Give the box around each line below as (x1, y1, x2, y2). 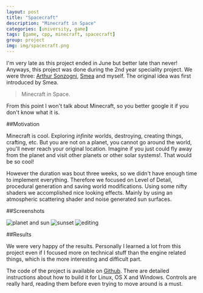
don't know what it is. (6, 109, 60, 116)
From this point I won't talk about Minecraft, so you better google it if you (6, 102, 189, 109)
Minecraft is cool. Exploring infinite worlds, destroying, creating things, (6, 132, 184, 140)
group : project (6, 37, 45, 43)
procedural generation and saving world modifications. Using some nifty (6, 183, 187, 190)
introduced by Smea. (6, 78, 59, 86)
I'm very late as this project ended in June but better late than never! (6, 59, 178, 67)
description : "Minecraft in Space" (6, 20, 97, 26)
